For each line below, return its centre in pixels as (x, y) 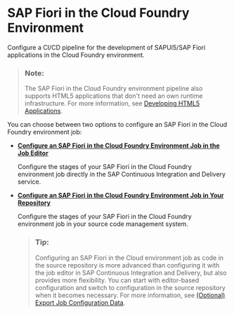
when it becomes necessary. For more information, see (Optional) (130, 295)
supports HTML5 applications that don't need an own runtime (113, 96)
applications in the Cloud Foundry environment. (76, 55)
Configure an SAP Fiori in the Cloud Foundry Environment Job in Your (121, 196)
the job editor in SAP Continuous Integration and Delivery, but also (131, 272)
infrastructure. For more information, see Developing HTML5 (112, 103)
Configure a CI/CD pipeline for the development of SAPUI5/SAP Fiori (106, 47)
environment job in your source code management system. (103, 224)
